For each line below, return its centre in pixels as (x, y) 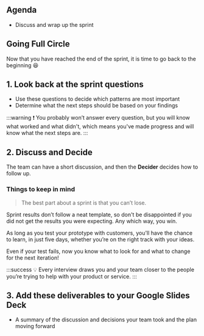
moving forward (35, 326)
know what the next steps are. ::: (47, 133)
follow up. (19, 173)
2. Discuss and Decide (50, 152)
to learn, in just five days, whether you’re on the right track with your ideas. (100, 239)
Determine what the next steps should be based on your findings (97, 106)
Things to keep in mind (40, 189)
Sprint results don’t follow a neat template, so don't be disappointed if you (99, 214)
